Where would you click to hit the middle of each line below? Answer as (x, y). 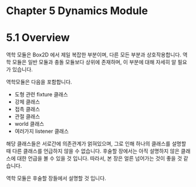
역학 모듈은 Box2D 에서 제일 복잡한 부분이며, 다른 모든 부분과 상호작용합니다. (94, 55)
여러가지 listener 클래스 (42, 131)
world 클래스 (29, 124)
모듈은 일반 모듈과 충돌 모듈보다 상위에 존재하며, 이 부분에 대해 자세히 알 (94, 62)
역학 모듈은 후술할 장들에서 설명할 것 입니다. (56, 178)
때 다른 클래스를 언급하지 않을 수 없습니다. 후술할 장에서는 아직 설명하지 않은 (93, 151)
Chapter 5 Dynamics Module (77, 11)
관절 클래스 (27, 116)
